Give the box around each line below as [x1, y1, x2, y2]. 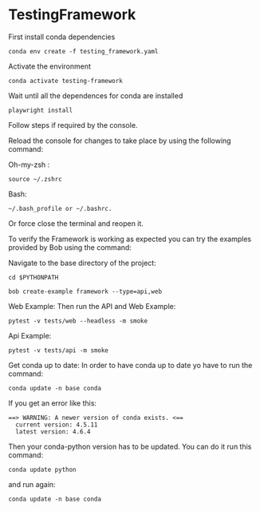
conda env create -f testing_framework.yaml [8, 47, 159, 55]
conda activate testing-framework [8, 77, 124, 85]
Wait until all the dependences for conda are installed [8, 90, 183, 101]
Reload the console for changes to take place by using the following [8, 136, 231, 145]
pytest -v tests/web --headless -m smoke [8, 317, 148, 325]
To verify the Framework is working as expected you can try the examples [8, 234, 252, 244]
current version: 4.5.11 [15, 421, 98, 429]
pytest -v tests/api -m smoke [8, 346, 109, 355]
